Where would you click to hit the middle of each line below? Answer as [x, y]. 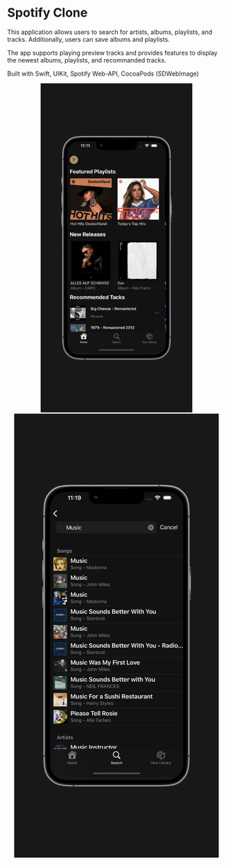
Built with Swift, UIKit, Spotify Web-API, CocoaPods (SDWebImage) [103, 74]
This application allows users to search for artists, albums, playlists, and [110, 32]
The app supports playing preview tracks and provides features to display [112, 53]
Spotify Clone [47, 13]
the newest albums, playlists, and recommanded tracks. [87, 60]
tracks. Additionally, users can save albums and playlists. [88, 39]
